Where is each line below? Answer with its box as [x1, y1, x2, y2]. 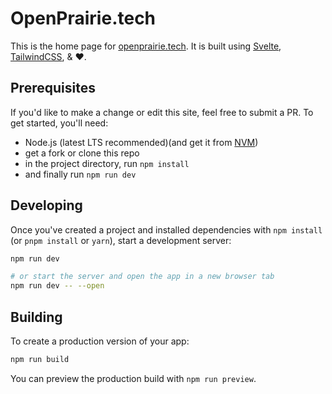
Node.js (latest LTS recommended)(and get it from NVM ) [24, 136, 259, 148]
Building [10, 308, 63, 326]
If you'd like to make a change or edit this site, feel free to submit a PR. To [10, 106, 314, 118]
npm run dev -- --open [10, 281, 105, 291]
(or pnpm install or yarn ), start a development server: [10, 234, 232, 246]
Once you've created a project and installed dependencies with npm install [10, 223, 323, 236]
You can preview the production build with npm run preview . [10, 372, 257, 384]
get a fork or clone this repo [24, 147, 140, 159]
